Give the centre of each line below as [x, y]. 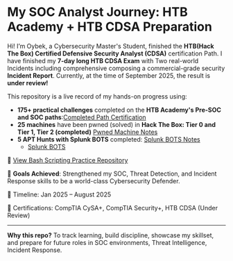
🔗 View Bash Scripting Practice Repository [68, 160]
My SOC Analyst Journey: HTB [98, 12]
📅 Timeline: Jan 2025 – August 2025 [59, 194]
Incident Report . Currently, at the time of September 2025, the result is [109, 75]
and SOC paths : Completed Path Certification [82, 117]
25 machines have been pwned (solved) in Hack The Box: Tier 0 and [116, 124]
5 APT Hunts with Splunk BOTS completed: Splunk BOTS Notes [109, 139]
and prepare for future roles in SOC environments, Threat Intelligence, [107, 242]
